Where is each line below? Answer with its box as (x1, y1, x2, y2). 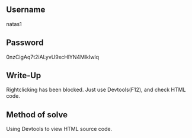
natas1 (6, 20, 22, 27)
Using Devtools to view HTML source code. (6, 126, 113, 133)
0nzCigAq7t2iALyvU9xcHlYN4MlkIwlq (6, 53, 100, 60)
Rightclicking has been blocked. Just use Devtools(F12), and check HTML (6, 86, 186, 94)
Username (6, 5, 46, 15)
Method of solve (6, 110, 68, 120)
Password (6, 38, 44, 48)
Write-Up (6, 70, 41, 81)
